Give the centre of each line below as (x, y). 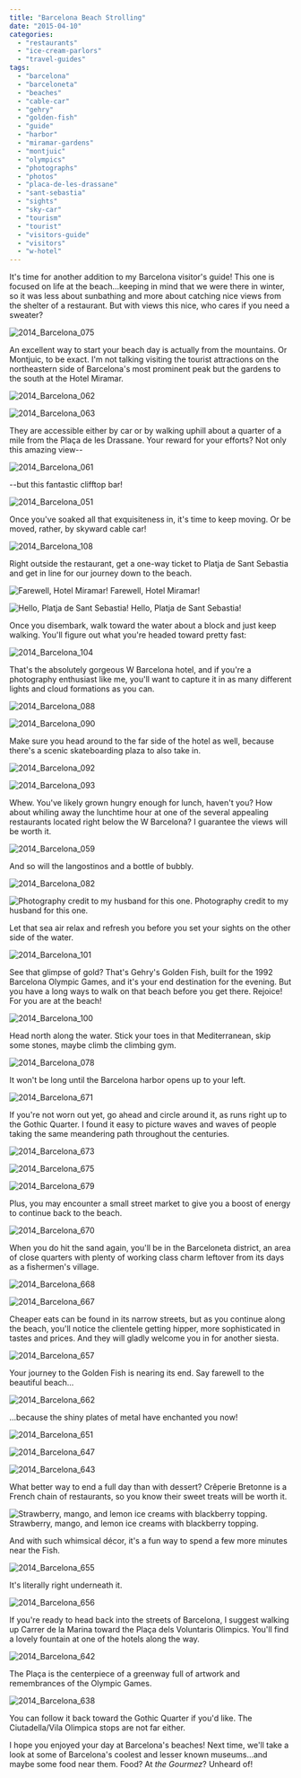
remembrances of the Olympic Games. (81, 1684)
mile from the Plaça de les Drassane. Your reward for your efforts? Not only (148, 440)
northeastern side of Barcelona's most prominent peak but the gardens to (145, 369)
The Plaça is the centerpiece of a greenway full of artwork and (125, 1674)
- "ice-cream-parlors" (60, 51)
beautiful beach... (42, 1383)
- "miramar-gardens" (56, 143)
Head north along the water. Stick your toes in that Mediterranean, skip (140, 1036)
